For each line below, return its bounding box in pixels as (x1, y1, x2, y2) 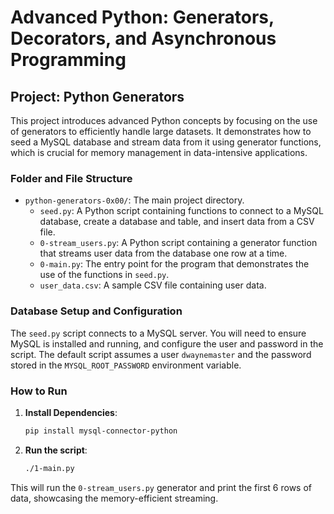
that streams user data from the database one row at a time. (39, 247, 288, 260)
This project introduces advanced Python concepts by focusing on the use (10, 115, 318, 126)
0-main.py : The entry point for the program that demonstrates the (39, 258, 310, 270)
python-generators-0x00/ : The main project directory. (24, 194, 245, 206)
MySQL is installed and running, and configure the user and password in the (10, 337, 324, 350)
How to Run (10, 384, 68, 398)
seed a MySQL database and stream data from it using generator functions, (10, 136, 322, 148)
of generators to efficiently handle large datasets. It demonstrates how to (10, 126, 312, 137)
